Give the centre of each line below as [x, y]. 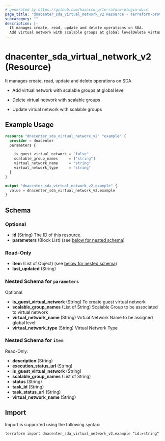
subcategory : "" [22, 19]
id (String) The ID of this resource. [47, 235]
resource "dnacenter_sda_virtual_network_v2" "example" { [66, 136]
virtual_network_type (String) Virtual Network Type [65, 328]
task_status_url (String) [37, 392]
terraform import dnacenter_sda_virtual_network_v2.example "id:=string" [82, 433]
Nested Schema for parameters [42, 281]
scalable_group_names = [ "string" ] [55, 159]
